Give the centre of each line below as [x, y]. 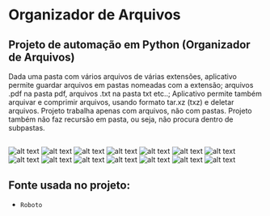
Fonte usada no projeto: [70, 185]
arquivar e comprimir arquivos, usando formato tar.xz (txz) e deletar [121, 102]
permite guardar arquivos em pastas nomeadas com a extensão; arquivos [131, 85]
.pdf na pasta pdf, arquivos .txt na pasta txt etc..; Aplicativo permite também [135, 93]
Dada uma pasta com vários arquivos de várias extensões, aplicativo [122, 77]
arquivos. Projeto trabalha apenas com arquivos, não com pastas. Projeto [130, 111]
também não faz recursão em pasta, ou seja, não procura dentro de [121, 119]
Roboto [31, 206]
